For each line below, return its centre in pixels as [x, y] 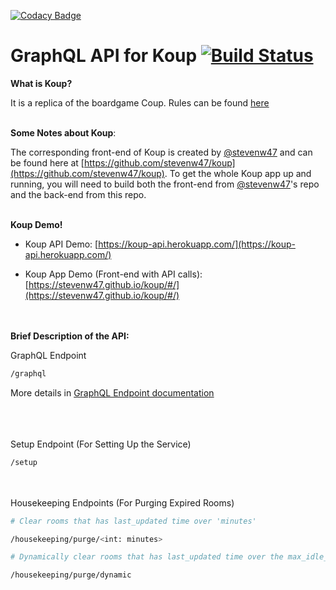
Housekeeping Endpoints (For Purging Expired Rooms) [122, 502]
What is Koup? [41, 83]
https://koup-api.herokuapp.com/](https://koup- [197, 244]
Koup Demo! [36, 224]
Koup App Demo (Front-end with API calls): [113, 274]
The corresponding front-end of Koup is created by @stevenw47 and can [161, 152]
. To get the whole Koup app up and [238, 173]
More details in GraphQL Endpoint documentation [112, 392]
